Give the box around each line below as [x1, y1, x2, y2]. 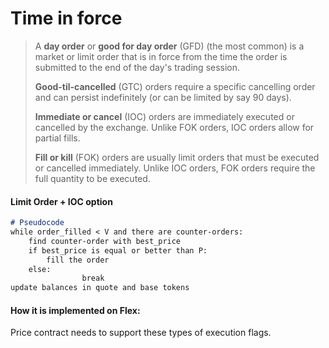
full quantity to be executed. [34, 172, 151, 184]
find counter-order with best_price [28, 236, 182, 246]
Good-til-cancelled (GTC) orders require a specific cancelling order [34, 80, 316, 92]
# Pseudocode [10, 218, 65, 228]
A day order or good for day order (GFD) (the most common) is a [34, 40, 305, 52]
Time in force [10, 7, 123, 30]
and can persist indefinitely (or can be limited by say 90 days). [34, 91, 292, 103]
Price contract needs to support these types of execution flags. [10, 327, 272, 339]
